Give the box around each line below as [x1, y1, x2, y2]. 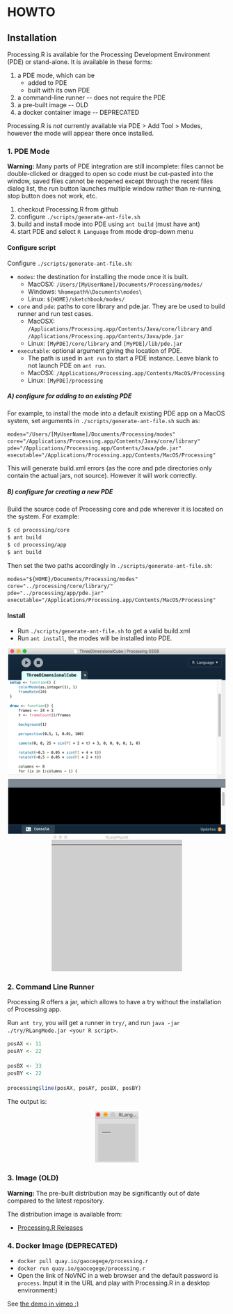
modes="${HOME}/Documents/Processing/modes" [7, 576, 138, 583]
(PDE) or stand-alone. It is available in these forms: [7, 58, 153, 66]
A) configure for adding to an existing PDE [7, 392, 132, 400]
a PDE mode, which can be [17, 71, 95, 79]
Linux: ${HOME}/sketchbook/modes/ [27, 294, 125, 303]
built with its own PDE [27, 86, 90, 94]
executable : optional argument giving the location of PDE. [17, 346, 182, 355]
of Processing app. [7, 1005, 62, 1013]
